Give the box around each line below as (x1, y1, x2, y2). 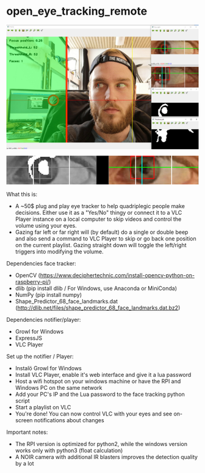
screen (15, 417, 33, 424)
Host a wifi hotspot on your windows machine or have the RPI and (15, 378, 181, 385)
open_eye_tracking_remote (6, 4, 148, 18)
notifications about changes (34, 417, 105, 424)
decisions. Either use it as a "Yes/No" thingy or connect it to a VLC (15, 209, 182, 217)
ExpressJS (15, 335, 43, 342)
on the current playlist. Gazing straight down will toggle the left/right (15, 242, 187, 249)
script (15, 397, 31, 404)
